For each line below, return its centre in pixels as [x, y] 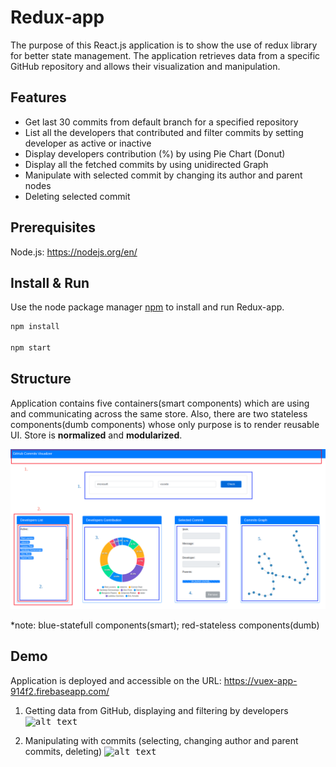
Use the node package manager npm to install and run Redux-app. [147, 307]
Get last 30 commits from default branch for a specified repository [161, 122]
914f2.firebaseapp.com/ [60, 691]
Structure [41, 379]
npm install [35, 327]
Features [38, 97]
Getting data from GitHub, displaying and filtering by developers [156, 710]
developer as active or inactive [88, 143]
